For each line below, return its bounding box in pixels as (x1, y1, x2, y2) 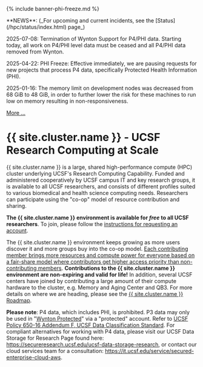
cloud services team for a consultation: (6, 347, 104, 354)
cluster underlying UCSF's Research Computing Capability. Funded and (6, 170, 185, 177)
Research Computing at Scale (6, 143, 159, 157)
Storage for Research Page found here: (6, 334, 104, 341)
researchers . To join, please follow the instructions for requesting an (6, 220, 178, 227)
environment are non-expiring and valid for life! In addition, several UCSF (6, 270, 193, 278)
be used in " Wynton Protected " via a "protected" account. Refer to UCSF (6, 315, 188, 322)
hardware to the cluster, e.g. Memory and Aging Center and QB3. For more (6, 284, 193, 291)
